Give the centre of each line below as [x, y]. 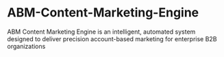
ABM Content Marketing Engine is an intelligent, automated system [101, 32]
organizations [26, 46]
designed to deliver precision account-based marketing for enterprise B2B [112, 38]
